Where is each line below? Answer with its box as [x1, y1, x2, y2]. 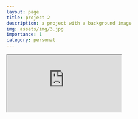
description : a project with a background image [6, 20, 132, 26]
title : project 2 [6, 15, 50, 21]
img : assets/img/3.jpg [6, 25, 64, 32]
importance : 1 [6, 32, 43, 38]
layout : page [6, 8, 40, 15]
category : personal [6, 37, 56, 43]
